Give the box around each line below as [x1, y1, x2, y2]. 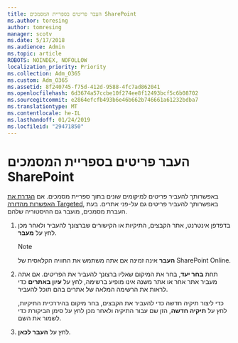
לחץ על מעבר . [17, 228, 57, 237]
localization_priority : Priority [7, 63, 107, 70]
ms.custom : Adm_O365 [7, 76, 69, 84]
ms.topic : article [7, 51, 62, 58]
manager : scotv [7, 30, 53, 38]
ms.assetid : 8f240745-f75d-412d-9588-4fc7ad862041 [7, 83, 161, 90]
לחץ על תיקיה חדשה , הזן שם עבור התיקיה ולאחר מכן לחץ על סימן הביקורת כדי [17, 307, 227, 315]
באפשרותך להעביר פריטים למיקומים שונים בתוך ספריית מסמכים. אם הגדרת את [7, 192, 219, 201]
